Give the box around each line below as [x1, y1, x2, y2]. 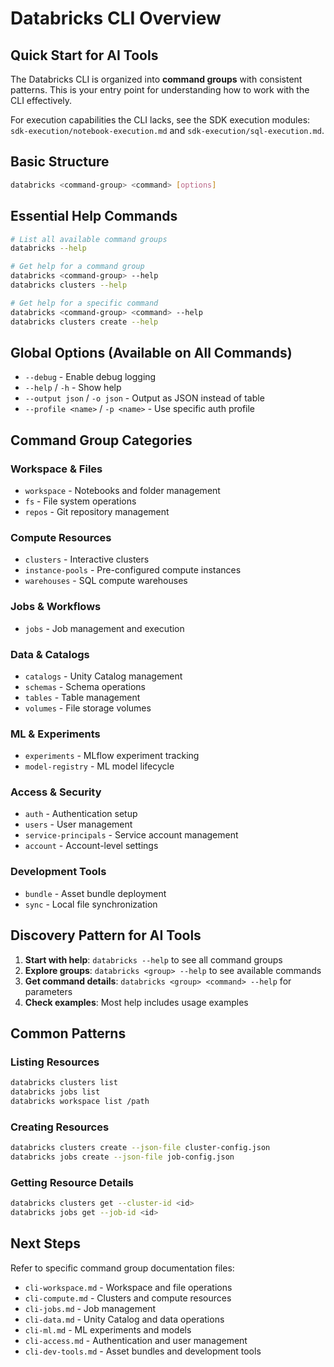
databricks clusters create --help [10, 317, 159, 327]
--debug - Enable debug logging [24, 371, 157, 383]
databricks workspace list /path [10, 1097, 150, 1107]
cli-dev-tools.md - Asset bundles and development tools [24, 1345, 262, 1357]
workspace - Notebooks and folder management [24, 485, 221, 496]
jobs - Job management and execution [24, 622, 185, 634]
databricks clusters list [10, 1078, 118, 1088]
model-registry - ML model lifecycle [24, 760, 175, 772]
